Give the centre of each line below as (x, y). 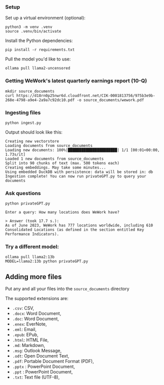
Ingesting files (23, 112)
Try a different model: (32, 247)
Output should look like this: (34, 132)
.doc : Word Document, (35, 319)
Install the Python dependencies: (39, 40)
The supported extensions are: (37, 298)
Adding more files (33, 277)
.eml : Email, (24, 329)
